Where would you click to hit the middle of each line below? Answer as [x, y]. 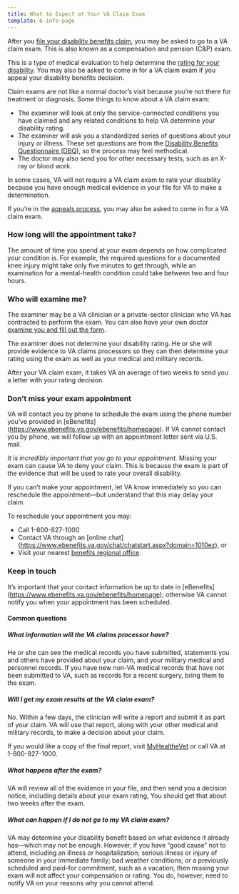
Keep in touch [32, 572]
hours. [17, 280]
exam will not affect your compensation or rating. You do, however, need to [118, 875]
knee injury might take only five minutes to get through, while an [102, 265]
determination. [29, 195]
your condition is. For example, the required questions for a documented [114, 258]
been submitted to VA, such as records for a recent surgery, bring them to [116, 676]
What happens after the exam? [55, 770]
